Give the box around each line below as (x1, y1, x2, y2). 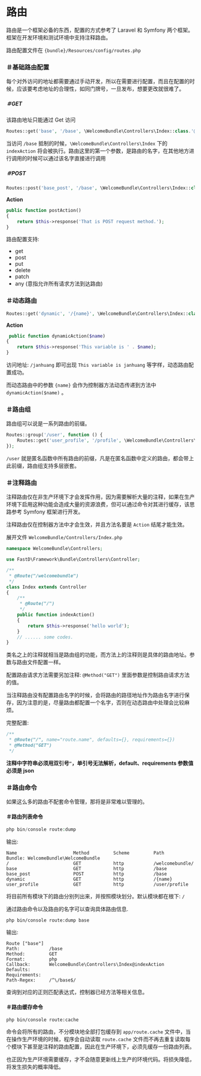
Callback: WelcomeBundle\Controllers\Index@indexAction (6, 962, 165, 968)
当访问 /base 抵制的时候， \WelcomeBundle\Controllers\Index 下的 (6, 140, 167, 147)
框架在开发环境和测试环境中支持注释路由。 (6, 34, 111, 41)
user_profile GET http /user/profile (6, 882, 188, 887)
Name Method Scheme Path (6, 850, 165, 856)
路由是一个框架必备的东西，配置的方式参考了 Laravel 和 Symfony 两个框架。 (6, 26, 193, 34)
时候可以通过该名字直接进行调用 (26, 155, 106, 162)
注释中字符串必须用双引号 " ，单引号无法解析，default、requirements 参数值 (6, 759, 194, 767)
